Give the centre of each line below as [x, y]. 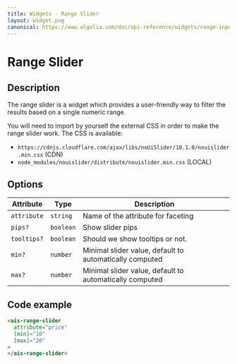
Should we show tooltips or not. [135, 239]
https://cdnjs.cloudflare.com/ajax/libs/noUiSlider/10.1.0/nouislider [123, 148]
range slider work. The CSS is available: [65, 133]
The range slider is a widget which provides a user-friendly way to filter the [116, 105]
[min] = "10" [30, 334]
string [61, 216]
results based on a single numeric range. [67, 112]
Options [25, 184]
